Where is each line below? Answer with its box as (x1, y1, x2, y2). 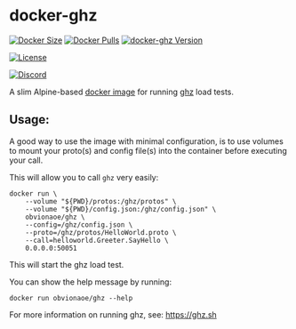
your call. (9, 155, 44, 165)
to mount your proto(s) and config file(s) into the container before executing (9, 145, 287, 156)
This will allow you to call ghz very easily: (9, 172, 159, 182)
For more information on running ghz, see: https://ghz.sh (9, 309, 218, 320)
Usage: (9, 112, 51, 127)
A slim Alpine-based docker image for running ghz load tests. (9, 86, 234, 97)
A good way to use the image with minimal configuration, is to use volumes (9, 135, 284, 147)
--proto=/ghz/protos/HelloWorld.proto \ (25, 228, 177, 237)
